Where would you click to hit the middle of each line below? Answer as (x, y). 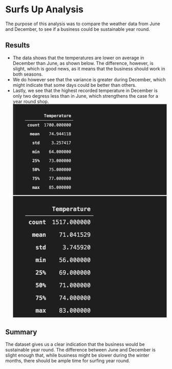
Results (18, 45)
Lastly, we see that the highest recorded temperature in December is (85, 90)
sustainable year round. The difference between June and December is (81, 350)
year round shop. (31, 101)
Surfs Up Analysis (44, 10)
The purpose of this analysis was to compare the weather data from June (83, 24)
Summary (21, 332)
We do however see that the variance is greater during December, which (89, 79)
